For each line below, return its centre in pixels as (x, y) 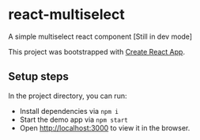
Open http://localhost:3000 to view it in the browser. (105, 127)
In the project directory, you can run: (68, 96)
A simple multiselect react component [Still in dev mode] (100, 36)
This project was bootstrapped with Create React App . (97, 51)
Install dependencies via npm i (69, 111)
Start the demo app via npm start (74, 119)
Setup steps (38, 77)
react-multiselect (66, 15)
